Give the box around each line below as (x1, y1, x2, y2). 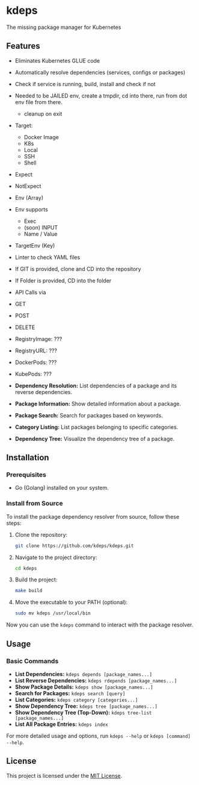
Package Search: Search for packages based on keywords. (14, 411, 164, 419)
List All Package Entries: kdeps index (14, 721, 108, 728)
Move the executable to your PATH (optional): (14, 599, 128, 606)
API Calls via (14, 289, 46, 296)
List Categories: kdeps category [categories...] (14, 696, 138, 703)
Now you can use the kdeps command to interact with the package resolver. (6, 621, 194, 628)
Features (6, 41, 40, 51)
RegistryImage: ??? (14, 335, 63, 342)
